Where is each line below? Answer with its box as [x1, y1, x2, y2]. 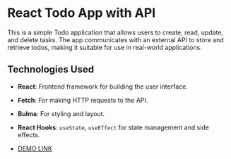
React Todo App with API [7, 5, 156, 21]
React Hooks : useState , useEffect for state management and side [17, 123, 210, 132]
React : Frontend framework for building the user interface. [17, 82, 189, 91]
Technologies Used [7, 63, 94, 75]
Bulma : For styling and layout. [17, 109, 105, 117]
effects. [17, 130, 40, 139]
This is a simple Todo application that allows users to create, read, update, [7, 28, 224, 37]
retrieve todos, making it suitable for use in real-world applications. [7, 43, 203, 51]
